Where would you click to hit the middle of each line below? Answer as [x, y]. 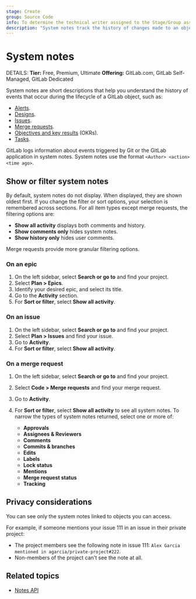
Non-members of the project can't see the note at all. [78, 557]
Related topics [33, 576]
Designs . [25, 114]
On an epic [22, 264]
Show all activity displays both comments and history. [80, 225]
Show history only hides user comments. [64, 238]
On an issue [23, 317]
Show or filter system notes [57, 181]
